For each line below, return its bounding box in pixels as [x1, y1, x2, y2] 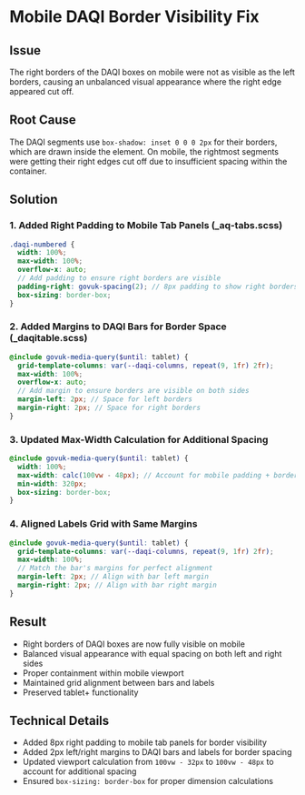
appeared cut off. [9, 86, 74, 96]
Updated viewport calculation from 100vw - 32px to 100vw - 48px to [22, 757, 274, 768]
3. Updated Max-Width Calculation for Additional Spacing [9, 433, 269, 446]
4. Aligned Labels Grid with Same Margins [9, 518, 198, 530]
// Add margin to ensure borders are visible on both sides [17, 387, 250, 396]
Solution [9, 192, 58, 207]
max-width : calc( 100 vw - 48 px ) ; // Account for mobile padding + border [17, 470, 299, 479]
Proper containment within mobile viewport [22, 667, 184, 679]
